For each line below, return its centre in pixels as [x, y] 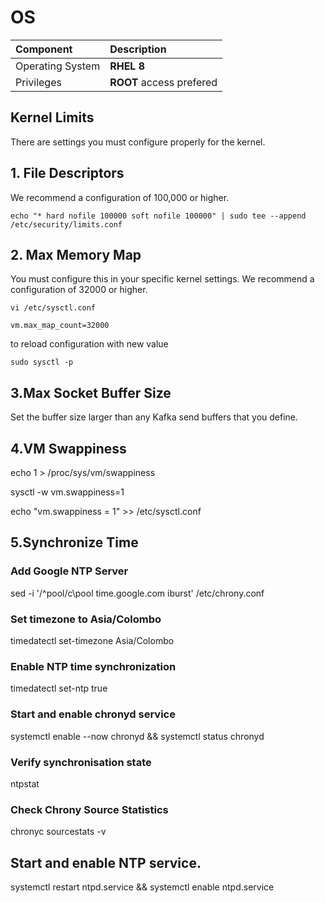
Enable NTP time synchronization [93, 666]
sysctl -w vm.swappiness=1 [67, 492]
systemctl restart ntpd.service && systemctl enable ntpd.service [142, 887]
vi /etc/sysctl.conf [53, 308]
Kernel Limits [52, 117]
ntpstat [25, 783]
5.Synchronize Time [74, 542]
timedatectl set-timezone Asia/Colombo [92, 640]
